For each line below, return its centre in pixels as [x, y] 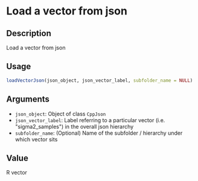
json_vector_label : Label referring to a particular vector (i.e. [90, 120]
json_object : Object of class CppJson [60, 114]
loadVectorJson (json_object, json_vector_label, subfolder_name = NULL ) [100, 80]
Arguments [28, 100]
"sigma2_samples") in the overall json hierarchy [74, 126]
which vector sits [36, 139]
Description [29, 33]
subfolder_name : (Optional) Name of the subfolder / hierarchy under [99, 133]
